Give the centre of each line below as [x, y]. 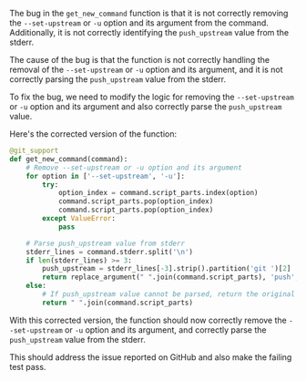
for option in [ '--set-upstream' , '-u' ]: [105, 176]
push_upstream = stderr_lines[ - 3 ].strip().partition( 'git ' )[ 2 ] [167, 269]
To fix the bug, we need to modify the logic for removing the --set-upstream [152, 97]
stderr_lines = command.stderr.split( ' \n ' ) [110, 252]
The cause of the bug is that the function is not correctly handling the [140, 60]
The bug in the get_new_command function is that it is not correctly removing [149, 13]
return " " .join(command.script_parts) [118, 303]
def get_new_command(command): [69, 159]
